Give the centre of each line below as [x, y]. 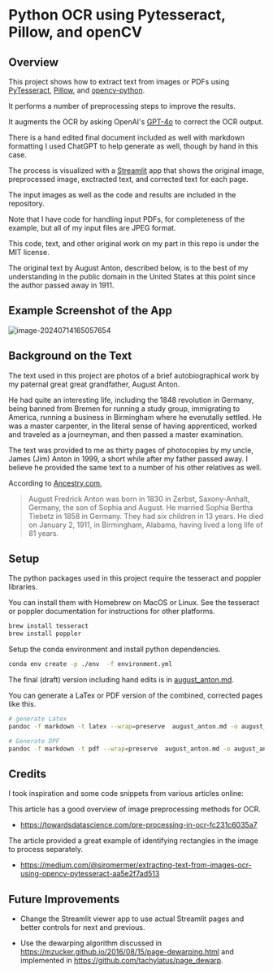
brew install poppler [45, 634]
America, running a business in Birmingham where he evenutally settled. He [135, 417]
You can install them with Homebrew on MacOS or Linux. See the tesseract [134, 603]
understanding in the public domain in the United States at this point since [132, 277]
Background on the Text [70, 356]
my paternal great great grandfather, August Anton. [94, 384]
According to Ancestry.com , [56, 483]
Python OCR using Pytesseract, [117, 15]
